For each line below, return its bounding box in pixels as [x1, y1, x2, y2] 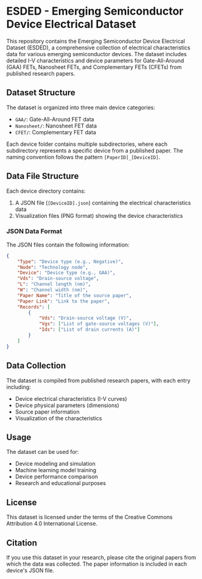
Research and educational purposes [15, 480, 106, 487]
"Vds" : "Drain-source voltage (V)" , [38, 315, 132, 322]
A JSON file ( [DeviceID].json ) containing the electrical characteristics [15, 199, 191, 206]
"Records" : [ [17, 304, 50, 310]
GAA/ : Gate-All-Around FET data [15, 115, 94, 123]
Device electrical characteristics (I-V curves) [15, 395, 128, 402]
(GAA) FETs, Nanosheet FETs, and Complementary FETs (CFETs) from [6, 63, 182, 71]
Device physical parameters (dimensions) [15, 401, 120, 409]
